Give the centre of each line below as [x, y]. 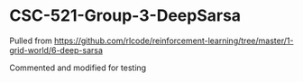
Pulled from [31, 41]
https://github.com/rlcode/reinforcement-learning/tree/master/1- [174, 41]
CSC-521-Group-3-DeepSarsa [125, 16]
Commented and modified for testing [78, 68]
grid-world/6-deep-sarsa [56, 50]
